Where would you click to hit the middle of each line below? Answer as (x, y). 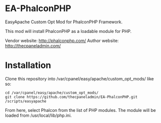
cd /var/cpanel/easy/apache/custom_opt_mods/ (52, 92)
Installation (28, 65)
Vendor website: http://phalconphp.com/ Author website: (62, 40)
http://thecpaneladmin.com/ (33, 46)
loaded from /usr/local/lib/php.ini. (38, 115)
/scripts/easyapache (26, 101)
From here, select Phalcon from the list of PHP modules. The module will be (80, 110)
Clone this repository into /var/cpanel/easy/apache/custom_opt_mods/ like (80, 78)
